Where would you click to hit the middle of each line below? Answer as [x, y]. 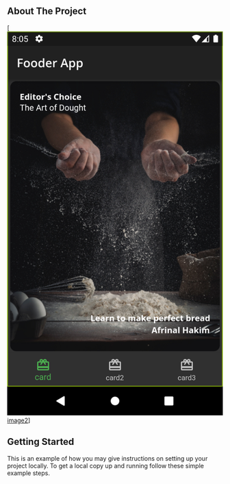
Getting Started [41, 442]
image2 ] [19, 420]
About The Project [47, 11]
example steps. [28, 473]
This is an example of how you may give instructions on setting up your [107, 458]
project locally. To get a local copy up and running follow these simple [105, 465]
